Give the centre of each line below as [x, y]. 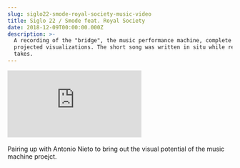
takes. [24, 54]
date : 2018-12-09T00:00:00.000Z [55, 27]
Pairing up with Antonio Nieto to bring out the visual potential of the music [116, 149]
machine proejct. [32, 156]
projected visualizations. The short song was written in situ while [119, 47]
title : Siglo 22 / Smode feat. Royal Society [76, 21]
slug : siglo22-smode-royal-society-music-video [80, 14]
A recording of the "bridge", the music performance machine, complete [123, 41]
